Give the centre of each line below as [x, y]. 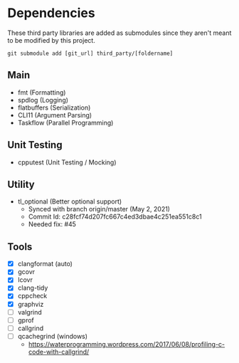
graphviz [31, 304]
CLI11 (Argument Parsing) [55, 115]
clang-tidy [33, 288]
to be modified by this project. [52, 40]
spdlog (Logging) [43, 100]
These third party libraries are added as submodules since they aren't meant [119, 33]
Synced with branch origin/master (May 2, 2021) [99, 209]
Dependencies [51, 13]
